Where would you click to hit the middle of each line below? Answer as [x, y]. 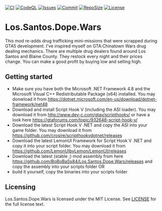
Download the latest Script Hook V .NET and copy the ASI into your [80, 125]
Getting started [29, 77]
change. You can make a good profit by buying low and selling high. [73, 62]
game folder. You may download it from [52, 130]
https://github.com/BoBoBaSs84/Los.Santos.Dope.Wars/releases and [82, 161]
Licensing [20, 187]
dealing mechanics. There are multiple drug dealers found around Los [75, 51]
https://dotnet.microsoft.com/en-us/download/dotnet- [102, 99]
